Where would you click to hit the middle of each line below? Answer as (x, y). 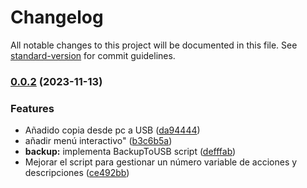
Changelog (57, 17)
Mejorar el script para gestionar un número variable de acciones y (161, 162)
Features (32, 108)
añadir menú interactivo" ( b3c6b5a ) (98, 141)
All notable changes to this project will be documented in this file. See (154, 45)
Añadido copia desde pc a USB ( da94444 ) (112, 130)
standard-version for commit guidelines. (93, 55)
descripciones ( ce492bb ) (77, 173)
